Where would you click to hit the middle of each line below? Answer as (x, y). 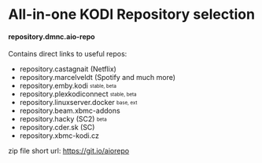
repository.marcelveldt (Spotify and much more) (97, 78)
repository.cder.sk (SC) (57, 128)
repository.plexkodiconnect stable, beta (78, 94)
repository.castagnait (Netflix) (68, 69)
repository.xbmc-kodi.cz (59, 136)
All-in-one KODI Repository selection (132, 14)
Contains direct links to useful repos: (68, 54)
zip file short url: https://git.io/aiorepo (69, 151)
